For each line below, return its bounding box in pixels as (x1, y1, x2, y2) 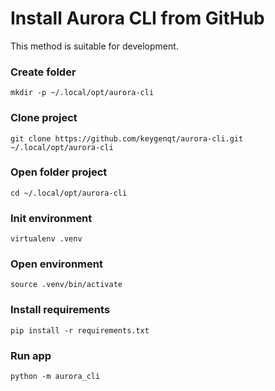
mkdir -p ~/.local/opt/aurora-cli (10, 88, 155, 98)
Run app (10, 348, 52, 362)
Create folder (10, 65, 77, 79)
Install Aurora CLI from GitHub (10, 7, 265, 30)
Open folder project (10, 165, 108, 179)
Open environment (10, 257, 103, 271)
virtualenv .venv (10, 234, 83, 244)
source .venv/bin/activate (10, 280, 123, 290)
